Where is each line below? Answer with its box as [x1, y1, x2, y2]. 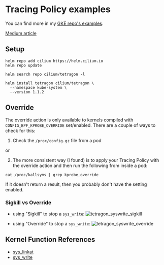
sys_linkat [12, 249, 34, 255]
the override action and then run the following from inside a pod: [12, 162, 148, 169]
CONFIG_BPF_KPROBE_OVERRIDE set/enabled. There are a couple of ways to [5, 122, 156, 128]
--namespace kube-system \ [10, 85, 67, 90]
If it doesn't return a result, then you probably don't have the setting [5, 181, 147, 187]
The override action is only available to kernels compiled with [5, 117, 134, 123]
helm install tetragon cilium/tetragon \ [5, 80, 94, 86]
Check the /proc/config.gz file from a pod [12, 137, 102, 143]
